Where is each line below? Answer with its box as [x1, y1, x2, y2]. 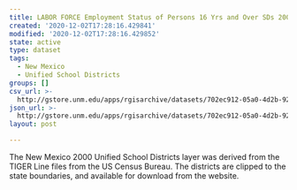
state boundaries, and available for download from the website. [9, 171, 240, 181]
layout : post [9, 120, 57, 129]
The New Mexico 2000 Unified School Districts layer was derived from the [9, 152, 280, 162]
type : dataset [9, 46, 62, 55]
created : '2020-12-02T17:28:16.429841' [9, 21, 156, 30]
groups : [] [9, 79, 49, 87]
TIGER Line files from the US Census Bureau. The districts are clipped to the [9, 161, 286, 171]
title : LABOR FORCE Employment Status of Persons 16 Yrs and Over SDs [9, 12, 275, 22]
